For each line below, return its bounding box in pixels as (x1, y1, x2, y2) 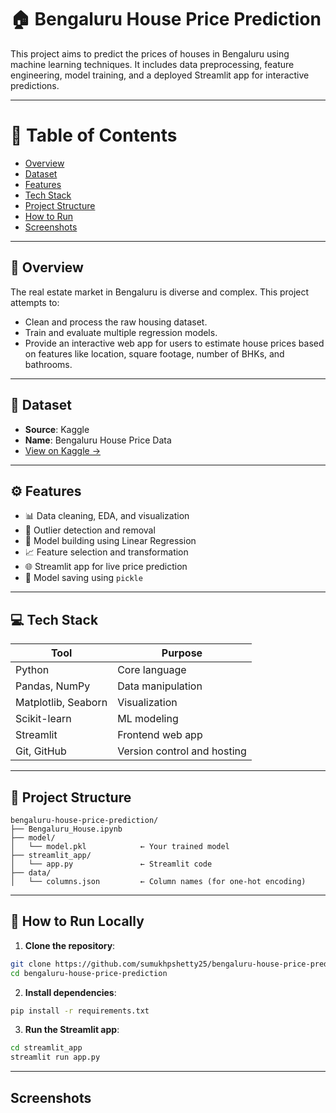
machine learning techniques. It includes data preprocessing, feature (10, 58, 295, 70)
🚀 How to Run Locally (10, 913, 145, 930)
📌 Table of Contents (10, 124, 178, 147)
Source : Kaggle (24, 423, 90, 435)
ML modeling (117, 712, 179, 726)
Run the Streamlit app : (24, 1024, 120, 1036)
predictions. (10, 79, 60, 91)
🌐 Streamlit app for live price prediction (24, 561, 188, 573)
